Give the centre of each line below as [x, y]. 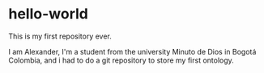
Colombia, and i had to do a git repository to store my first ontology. [121, 60]
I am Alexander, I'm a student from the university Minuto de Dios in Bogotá [132, 51]
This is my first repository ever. [60, 36]
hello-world [49, 14]
